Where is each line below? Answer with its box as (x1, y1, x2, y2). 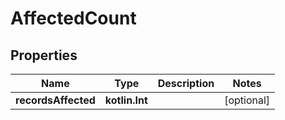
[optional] (224, 93, 271, 107)
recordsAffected (15, 93, 96, 107)
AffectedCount (10, 7, 137, 30)
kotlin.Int (104, 93, 148, 107)
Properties (10, 47, 78, 64)
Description (157, 77, 215, 90)
